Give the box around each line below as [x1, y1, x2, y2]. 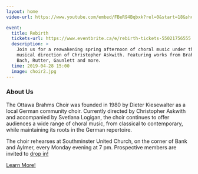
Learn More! [6, 161, 37, 168]
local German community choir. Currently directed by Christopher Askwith [6, 107, 186, 115]
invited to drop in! [6, 150, 49, 157]
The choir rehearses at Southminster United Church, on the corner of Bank [6, 138, 187, 145]
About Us [6, 88, 34, 96]
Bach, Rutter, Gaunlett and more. [16, 57, 101, 63]
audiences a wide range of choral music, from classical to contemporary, [6, 120, 184, 127]
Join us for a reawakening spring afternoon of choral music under [16, 46, 186, 53]
